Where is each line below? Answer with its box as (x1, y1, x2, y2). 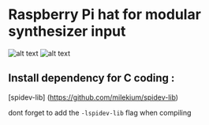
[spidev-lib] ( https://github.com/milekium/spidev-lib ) (8, 93, 179, 102)
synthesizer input (8, 22, 126, 40)
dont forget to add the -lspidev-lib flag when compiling (8, 108, 192, 117)
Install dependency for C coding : (8, 71, 175, 85)
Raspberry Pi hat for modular (8, 6, 201, 24)
